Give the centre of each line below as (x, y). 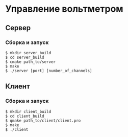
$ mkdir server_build (28, 53)
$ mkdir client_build (28, 111)
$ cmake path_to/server (31, 62)
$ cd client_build (25, 116)
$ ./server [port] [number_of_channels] (49, 71)
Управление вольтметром (64, 9)
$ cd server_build (25, 57)
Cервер (18, 28)
